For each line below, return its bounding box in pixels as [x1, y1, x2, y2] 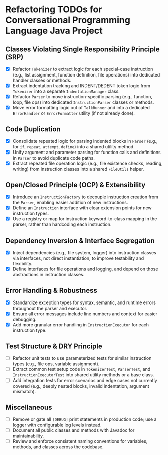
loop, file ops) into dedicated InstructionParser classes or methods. [12, 99, 154, 105]
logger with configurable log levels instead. [12, 422, 102, 428]
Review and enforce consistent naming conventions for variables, [12, 438, 148, 444]
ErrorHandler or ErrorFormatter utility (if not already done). [12, 110, 135, 116]
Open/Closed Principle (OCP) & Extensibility [5, 180, 146, 189]
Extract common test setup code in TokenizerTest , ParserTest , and [12, 366, 151, 372]
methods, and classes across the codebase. [12, 444, 104, 450]
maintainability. [12, 433, 44, 439]
